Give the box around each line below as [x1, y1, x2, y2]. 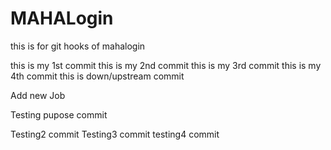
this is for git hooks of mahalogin [10, 40, 146, 52]
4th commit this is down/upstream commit [10, 70, 185, 82]
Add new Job [10, 89, 66, 101]
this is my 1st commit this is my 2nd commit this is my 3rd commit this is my [10, 59, 322, 71]
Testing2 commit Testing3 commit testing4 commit [10, 128, 220, 140]
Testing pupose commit [10, 108, 108, 121]
